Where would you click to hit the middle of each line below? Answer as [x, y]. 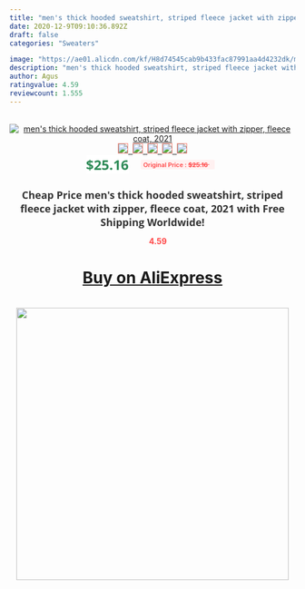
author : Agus [34, 77]
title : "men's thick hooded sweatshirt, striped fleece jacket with [142, 18]
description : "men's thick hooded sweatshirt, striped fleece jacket [144, 68]
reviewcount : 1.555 [46, 93]
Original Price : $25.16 [176, 164]
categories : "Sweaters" [54, 43]
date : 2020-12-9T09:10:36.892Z [69, 26]
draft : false [34, 34]
